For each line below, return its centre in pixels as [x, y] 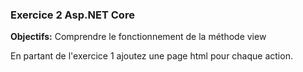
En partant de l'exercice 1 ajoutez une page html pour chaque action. [151, 56]
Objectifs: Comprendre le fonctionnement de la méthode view [138, 37]
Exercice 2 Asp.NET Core [72, 15]
